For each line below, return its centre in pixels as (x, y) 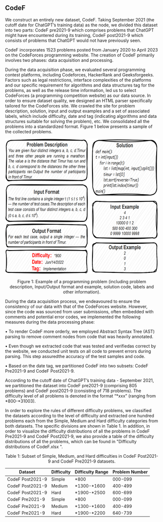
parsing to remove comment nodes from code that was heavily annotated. (79, 336)
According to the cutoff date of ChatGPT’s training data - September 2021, (80, 380)
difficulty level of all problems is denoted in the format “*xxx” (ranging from (81, 396)
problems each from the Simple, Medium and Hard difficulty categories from (81, 421)
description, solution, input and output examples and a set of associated (77, 111)
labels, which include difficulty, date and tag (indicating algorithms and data (81, 116)
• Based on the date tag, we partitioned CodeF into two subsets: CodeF (77, 366)
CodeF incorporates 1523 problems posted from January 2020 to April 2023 (81, 50)
